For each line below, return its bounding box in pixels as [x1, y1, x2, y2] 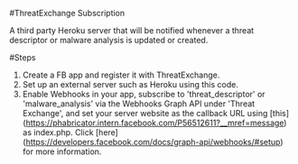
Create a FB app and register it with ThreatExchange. [22, 69, 220, 80]
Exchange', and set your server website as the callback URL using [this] [22, 108, 290, 118]
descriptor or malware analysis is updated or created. [9, 35, 209, 45]
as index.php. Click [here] [22, 127, 119, 138]
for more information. [22, 146, 102, 157]
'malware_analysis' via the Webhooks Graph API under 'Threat [22, 98, 256, 109]
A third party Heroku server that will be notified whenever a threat [9, 25, 255, 35]
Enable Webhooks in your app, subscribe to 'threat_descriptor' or [22, 89, 265, 99]
